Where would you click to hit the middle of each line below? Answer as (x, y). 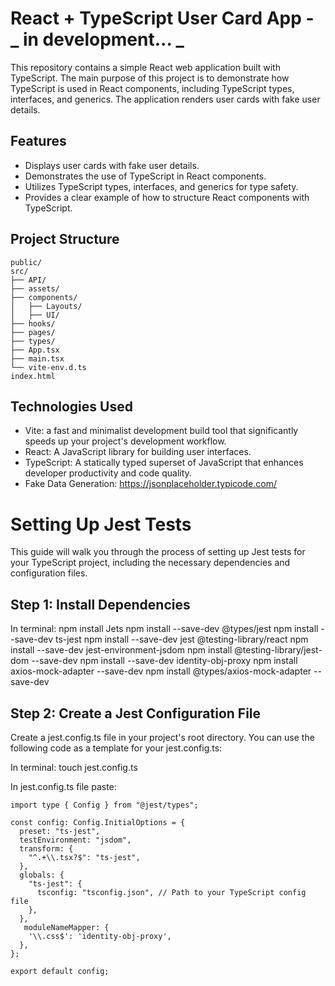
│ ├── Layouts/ (46, 306)
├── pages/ (33, 332)
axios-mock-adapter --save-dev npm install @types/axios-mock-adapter (161, 671)
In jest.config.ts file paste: (63, 786)
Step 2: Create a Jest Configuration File (136, 713)
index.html (33, 376)
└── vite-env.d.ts (48, 367)
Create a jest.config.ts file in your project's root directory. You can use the (162, 737)
